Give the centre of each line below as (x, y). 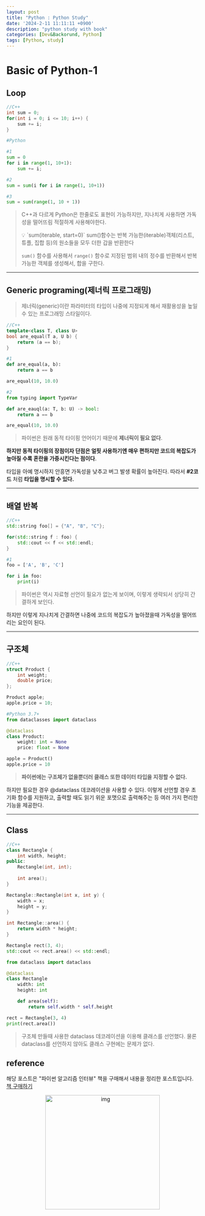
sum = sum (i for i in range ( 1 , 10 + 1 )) (56, 185)
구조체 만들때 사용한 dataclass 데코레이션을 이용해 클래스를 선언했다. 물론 (109, 1036)
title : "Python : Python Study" (47, 18)
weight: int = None (42, 742)
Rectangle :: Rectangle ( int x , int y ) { (56, 895)
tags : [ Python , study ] (35, 40)
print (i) (28, 582)
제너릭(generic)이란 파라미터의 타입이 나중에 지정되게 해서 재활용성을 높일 (110, 306)
